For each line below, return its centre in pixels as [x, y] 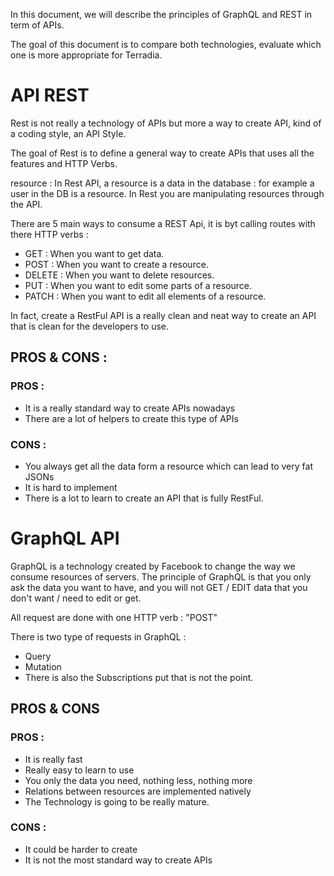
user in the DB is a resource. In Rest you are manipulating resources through [167, 193]
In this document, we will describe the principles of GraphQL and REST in [161, 14]
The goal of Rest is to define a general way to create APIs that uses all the [162, 153]
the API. [26, 204]
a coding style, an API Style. [68, 133]
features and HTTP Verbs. [64, 163]
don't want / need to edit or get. [76, 598]
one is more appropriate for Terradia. [86, 55]
